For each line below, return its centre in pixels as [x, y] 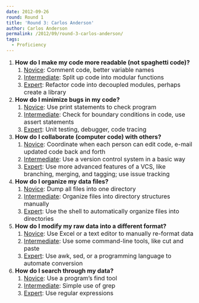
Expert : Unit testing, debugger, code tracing [85, 129]
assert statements [49, 121]
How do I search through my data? [64, 270]
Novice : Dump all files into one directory [80, 189]
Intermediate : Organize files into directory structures [97, 196]
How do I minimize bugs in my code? [67, 99]
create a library [45, 92]
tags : [13, 39]
